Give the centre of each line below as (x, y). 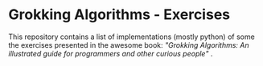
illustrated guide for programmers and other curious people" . (111, 53)
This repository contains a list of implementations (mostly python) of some (131, 37)
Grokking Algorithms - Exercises (119, 15)
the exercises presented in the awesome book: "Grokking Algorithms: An (129, 45)
